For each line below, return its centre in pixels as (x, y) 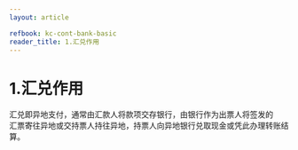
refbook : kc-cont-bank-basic (63, 33)
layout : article (39, 17)
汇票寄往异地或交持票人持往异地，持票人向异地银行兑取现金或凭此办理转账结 (149, 126)
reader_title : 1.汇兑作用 (55, 42)
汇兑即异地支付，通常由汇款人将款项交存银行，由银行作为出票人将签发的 (141, 114)
